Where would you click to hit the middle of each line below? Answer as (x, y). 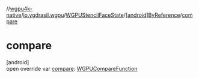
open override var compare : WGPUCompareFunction (72, 68)
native (14, 15)
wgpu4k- (21, 9)
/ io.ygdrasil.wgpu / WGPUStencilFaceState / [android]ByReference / (101, 15)
